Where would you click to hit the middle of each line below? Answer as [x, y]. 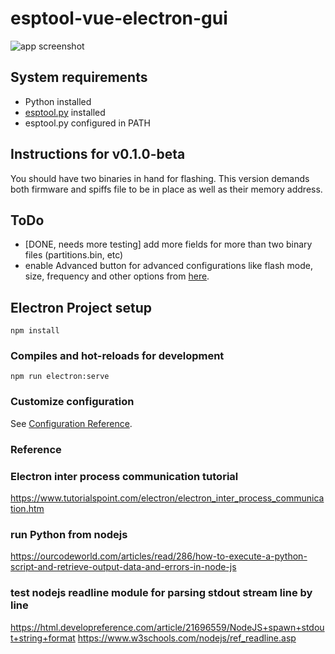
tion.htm [27, 508]
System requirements [79, 77]
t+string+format [43, 638]
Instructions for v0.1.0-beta [98, 154]
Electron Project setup [81, 307]
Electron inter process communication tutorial [124, 476]
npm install [35, 331]
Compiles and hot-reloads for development [117, 356]
